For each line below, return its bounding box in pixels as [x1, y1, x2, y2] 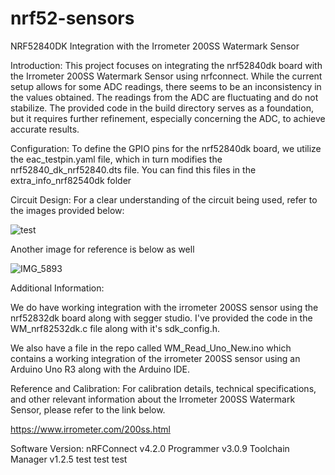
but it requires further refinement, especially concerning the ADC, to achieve [10, 112, 326, 124]
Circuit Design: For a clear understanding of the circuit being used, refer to [10, 193, 318, 206]
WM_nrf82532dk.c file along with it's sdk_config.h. [10, 322, 220, 334]
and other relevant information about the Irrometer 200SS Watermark [10, 393, 296, 405]
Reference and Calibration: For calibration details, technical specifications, [10, 382, 317, 394]
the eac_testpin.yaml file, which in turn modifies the [10, 153, 223, 165]
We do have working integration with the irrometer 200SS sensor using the [10, 301, 319, 313]
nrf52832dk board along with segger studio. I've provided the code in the [10, 312, 313, 324]
